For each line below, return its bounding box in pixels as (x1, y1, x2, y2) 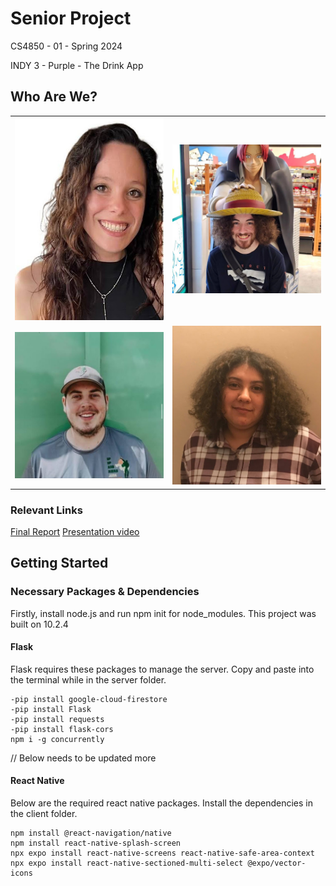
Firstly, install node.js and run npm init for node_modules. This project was (10, 607, 317, 619)
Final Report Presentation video (10, 525, 140, 537)
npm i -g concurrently (10, 734, 105, 744)
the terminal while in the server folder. (10, 673, 167, 686)
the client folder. (10, 807, 78, 819)
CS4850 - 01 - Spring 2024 (10, 40, 123, 52)
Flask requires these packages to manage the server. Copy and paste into (10, 663, 315, 675)
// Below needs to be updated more (10, 752, 157, 764)
